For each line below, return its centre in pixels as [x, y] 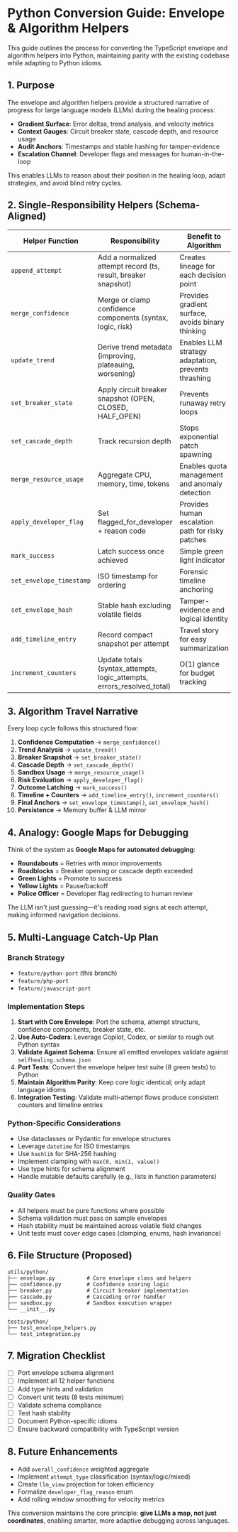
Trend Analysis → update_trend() [67, 750]
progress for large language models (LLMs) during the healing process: [112, 110]
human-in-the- [203, 153]
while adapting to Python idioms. [55, 63]
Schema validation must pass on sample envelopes [92, 1218]
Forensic [194, 571]
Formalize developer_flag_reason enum [75, 1491]
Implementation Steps [46, 1006]
